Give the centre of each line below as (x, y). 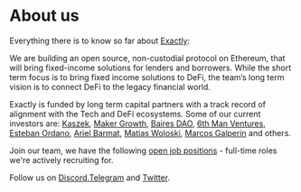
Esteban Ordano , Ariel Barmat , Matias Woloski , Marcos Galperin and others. (150, 133)
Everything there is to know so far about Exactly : (100, 41)
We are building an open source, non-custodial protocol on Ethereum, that (147, 58)
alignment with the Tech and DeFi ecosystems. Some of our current (135, 114)
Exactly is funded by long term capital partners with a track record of (138, 104)
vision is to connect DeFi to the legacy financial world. (110, 87)
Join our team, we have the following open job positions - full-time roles (143, 151)
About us (44, 16)
